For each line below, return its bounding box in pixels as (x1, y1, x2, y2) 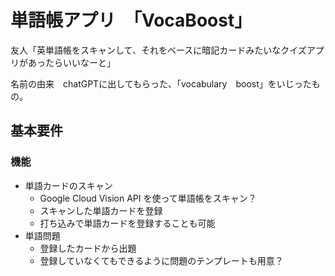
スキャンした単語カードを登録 (39, 204, 163, 216)
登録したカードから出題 (39, 242, 137, 254)
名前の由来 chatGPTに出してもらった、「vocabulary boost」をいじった (10, 77, 312, 90)
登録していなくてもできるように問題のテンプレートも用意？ (39, 254, 284, 266)
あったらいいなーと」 (27, 56, 116, 68)
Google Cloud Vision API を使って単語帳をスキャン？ (39, 192, 257, 204)
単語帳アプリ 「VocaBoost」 (10, 9, 253, 32)
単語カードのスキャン (24, 179, 113, 191)
